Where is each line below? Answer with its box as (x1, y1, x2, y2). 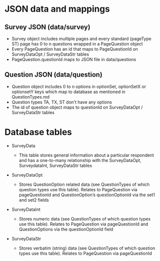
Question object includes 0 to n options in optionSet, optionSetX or (11, 83, 146, 89)
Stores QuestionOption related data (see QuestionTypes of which (19, 181, 150, 187)
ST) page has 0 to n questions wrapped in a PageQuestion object (11, 41, 143, 47)
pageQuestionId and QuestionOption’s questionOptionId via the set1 (19, 192, 155, 198)
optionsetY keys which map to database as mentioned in (11, 89, 125, 95)
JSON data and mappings (4, 3, 110, 15)
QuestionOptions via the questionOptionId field (19, 226, 113, 232)
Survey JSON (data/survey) (4, 23, 91, 31)
